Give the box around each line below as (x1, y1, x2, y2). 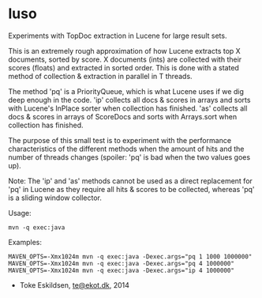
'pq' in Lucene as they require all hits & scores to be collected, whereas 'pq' (8, 184, 255, 194)
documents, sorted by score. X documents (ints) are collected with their (8, 55, 242, 64)
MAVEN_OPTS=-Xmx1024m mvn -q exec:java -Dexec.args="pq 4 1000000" (8, 259, 235, 267)
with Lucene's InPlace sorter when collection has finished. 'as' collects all (8, 104, 248, 113)
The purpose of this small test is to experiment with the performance (8, 135, 231, 145)
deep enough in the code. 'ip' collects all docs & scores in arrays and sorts (8, 95, 251, 104)
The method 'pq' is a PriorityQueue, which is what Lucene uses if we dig (8, 86, 245, 96)
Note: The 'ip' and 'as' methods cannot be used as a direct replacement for (8, 175, 253, 186)
